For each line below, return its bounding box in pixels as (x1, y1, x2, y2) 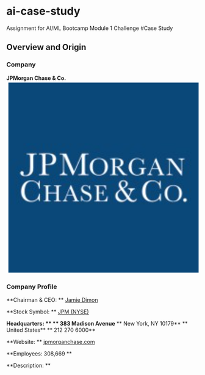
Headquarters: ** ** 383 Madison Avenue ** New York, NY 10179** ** (6, 320, 188, 327)
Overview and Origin (6, 42, 87, 52)
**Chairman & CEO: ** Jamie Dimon (6, 296, 98, 304)
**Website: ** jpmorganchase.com (6, 338, 95, 346)
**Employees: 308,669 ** (6, 350, 72, 357)
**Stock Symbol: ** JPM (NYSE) (6, 308, 90, 315)
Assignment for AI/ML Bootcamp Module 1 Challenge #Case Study (6, 24, 173, 32)
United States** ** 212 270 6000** (6, 326, 96, 334)
